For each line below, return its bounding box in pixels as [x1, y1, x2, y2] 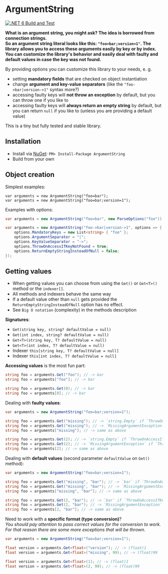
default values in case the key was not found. [5, 56, 101, 62]
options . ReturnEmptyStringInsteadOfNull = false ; [14, 248, 120, 253]
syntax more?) [49, 86, 79, 92]
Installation [5, 137, 41, 146]
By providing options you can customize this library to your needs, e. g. [5, 66, 152, 72]
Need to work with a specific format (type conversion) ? [5, 516, 121, 522]
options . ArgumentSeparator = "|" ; [14, 234, 86, 240]
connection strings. [5, 35, 47, 41]
